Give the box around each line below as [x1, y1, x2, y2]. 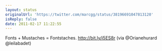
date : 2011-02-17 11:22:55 [5, 21, 62, 26]
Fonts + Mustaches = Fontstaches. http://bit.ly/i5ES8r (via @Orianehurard [5, 35, 157, 41]
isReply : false [5, 16, 37, 21]
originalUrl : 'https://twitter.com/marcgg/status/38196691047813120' [5, 12, 154, 17]
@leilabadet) [5, 40, 32, 46]
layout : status [5, 7, 37, 12]
